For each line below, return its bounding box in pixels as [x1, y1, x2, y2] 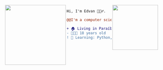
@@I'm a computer [66, 17, 102, 22]
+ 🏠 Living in [66, 26, 97, 31]
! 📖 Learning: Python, [66, 35, 113, 40]
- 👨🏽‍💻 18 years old [66, 31, 106, 35]
